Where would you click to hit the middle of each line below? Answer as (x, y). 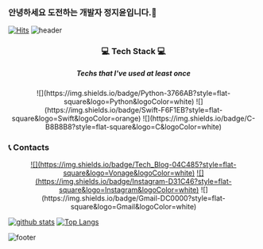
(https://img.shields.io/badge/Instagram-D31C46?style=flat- (133, 182)
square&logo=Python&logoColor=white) (129, 102)
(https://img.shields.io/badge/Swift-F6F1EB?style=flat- (133, 110)
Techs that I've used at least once (133, 73)
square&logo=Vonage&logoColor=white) (129, 173)
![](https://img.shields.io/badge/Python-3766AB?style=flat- (133, 94)
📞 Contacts (29, 147)
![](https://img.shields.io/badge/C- (199, 119)
